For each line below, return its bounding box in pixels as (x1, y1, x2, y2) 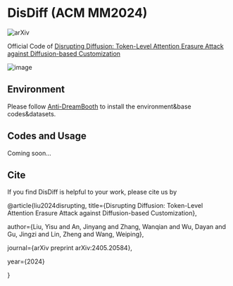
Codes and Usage (7, 130, 87, 142)
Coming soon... (7, 149, 51, 157)
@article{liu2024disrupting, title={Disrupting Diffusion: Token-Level (7, 201, 203, 210)
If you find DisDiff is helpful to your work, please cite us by (7, 188, 177, 197)
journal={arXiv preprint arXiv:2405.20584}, (7, 244, 132, 252)
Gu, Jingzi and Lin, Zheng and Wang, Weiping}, (7, 230, 144, 239)
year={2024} (7, 257, 45, 266)
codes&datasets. (7, 109, 56, 118)
